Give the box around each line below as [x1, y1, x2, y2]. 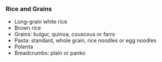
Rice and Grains [5, 5, 52, 13]
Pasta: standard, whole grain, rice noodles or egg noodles [14, 37, 157, 44]
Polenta [14, 43, 33, 50]
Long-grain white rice [14, 18, 68, 25]
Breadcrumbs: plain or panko [14, 50, 86, 57]
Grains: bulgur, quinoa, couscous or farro [14, 31, 116, 38]
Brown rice [14, 24, 41, 31]
